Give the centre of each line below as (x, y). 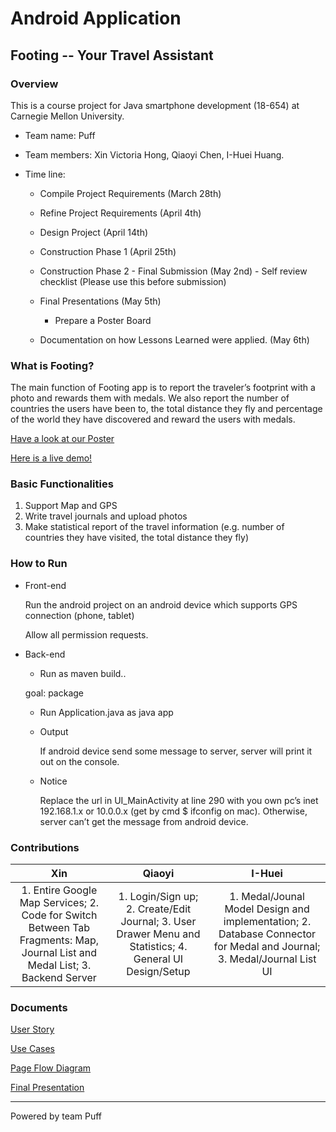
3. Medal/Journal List (267, 959)
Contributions (45, 847)
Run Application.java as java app (106, 712)
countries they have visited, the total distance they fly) (137, 538)
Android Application (96, 18)
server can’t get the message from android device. (144, 821)
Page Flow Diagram (51, 1068)
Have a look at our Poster (62, 439)
